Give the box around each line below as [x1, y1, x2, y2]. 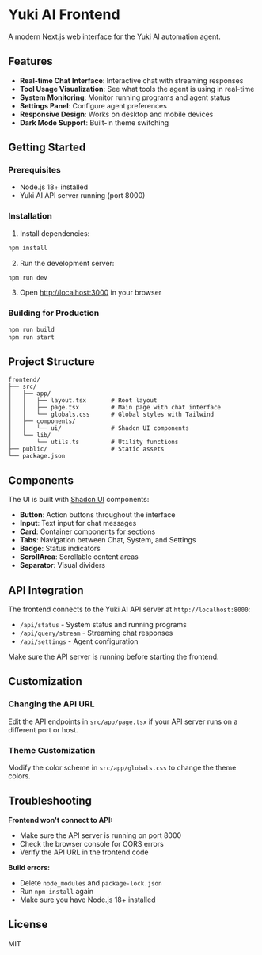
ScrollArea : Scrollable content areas [19, 552, 139, 561]
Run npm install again [19, 886, 93, 896]
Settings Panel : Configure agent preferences [19, 101, 168, 110]
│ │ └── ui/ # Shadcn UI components [8, 424, 190, 432]
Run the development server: [19, 258, 115, 268]
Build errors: [8, 862, 51, 872]
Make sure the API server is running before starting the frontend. [8, 652, 219, 661]
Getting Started [8, 141, 86, 154]
